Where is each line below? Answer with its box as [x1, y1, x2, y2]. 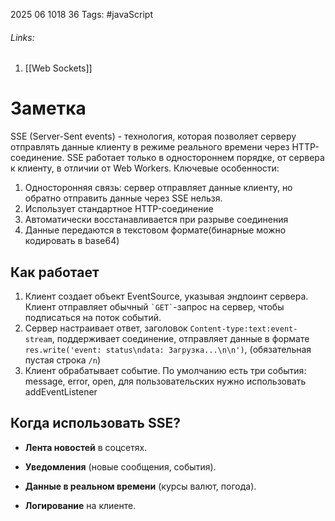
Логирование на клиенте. [24, 499, 137, 511]
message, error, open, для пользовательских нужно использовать [24, 375, 307, 387]
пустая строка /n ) [24, 354, 102, 366]
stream [24, 334, 53, 344]
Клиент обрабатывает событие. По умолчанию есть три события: [24, 364, 307, 376]
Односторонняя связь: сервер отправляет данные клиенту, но [24, 182, 293, 194]
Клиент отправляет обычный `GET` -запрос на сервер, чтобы [24, 300, 285, 313]
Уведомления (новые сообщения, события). [24, 460, 217, 473]
